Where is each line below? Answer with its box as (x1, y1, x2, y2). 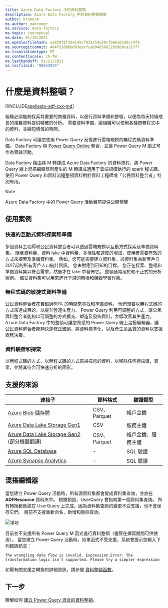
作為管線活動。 (5, 149, 36, 155)
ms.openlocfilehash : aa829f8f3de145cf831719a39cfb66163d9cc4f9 (5, 40, 140, 45)
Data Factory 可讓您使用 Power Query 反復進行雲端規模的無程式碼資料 (5, 137, 150, 143)
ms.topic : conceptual (5, 31, 50, 36)
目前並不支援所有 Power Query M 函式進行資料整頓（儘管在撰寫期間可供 (5, 530, 154, 536)
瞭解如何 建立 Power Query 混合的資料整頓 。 (5, 596, 97, 603)
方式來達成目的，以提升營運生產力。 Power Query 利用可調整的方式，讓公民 (5, 307, 161, 313)
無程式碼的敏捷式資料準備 (5, 288, 67, 295)
